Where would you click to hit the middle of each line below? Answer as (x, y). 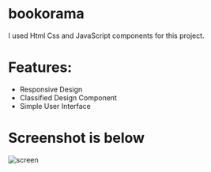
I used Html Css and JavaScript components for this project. (106, 36)
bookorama (46, 14)
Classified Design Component (68, 97)
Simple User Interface (55, 106)
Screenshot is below (76, 138)
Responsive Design (51, 89)
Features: (40, 67)
